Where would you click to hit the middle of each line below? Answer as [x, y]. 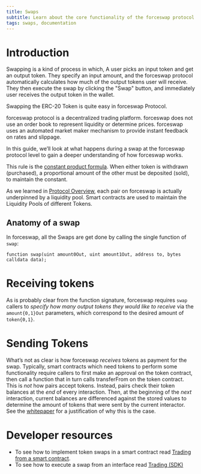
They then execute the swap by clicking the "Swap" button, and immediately [100, 88]
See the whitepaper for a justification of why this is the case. [81, 411]
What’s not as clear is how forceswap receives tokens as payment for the [97, 360]
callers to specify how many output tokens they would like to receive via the [100, 307]
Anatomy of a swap [43, 223]
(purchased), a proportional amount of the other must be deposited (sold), [98, 173]
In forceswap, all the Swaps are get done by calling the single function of [96, 237]
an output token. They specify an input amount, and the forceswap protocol [100, 76]
